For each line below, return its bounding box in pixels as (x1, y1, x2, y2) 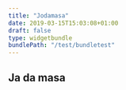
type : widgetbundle (8, 33, 73, 42)
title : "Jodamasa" (8, 11, 69, 20)
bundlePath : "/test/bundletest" (8, 41, 115, 49)
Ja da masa (8, 71, 66, 84)
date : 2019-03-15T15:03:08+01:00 (8, 19, 119, 27)
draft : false (8, 26, 52, 34)
